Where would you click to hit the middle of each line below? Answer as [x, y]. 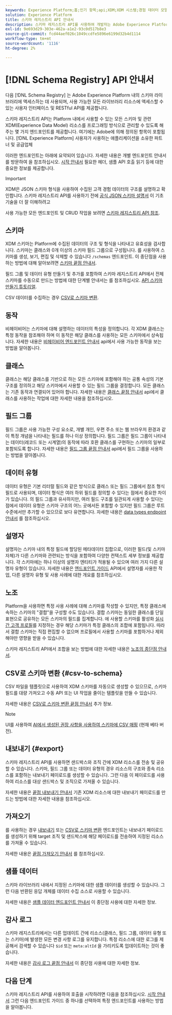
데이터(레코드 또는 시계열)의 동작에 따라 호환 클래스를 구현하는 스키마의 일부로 [88, 442]
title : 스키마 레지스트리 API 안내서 [40, 20]
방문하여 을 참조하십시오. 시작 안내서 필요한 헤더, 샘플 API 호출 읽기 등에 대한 [87, 162]
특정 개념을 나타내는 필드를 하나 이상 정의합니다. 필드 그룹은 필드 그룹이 [81, 436]
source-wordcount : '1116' [33, 44]
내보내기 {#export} [35, 749]
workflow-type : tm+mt [28, 39]
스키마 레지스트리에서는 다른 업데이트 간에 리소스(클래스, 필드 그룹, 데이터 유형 [83, 933]
